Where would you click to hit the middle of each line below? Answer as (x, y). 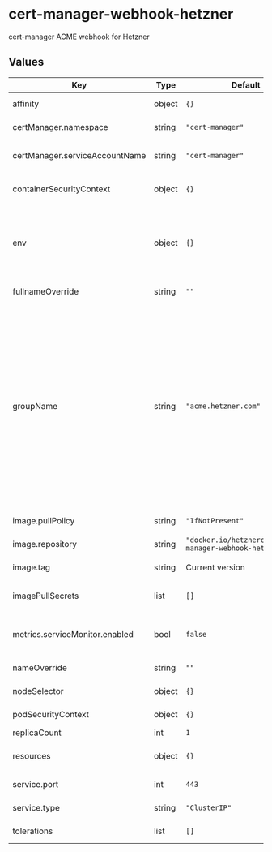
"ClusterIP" (209, 807)
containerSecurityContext (62, 189)
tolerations (33, 831)
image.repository (45, 544)
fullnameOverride (46, 291)
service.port (36, 784)
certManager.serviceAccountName (79, 155)
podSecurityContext (51, 714)
